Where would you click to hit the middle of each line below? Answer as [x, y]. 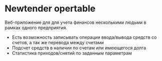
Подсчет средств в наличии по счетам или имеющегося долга [79, 48]
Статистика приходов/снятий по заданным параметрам [72, 53]
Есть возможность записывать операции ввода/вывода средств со [84, 37]
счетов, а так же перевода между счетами [58, 42]
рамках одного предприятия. [36, 27]
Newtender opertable [50, 9]
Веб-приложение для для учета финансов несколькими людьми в [75, 22]
